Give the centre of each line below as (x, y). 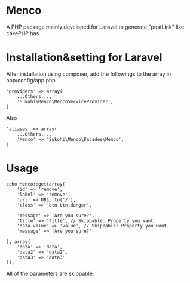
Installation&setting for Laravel (84, 58)
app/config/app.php (31, 80)
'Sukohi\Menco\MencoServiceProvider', (65, 101)
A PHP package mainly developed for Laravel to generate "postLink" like (95, 27)
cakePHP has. (23, 33)
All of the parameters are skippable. (50, 273)
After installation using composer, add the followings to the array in (89, 74)
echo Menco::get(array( (36, 184)
